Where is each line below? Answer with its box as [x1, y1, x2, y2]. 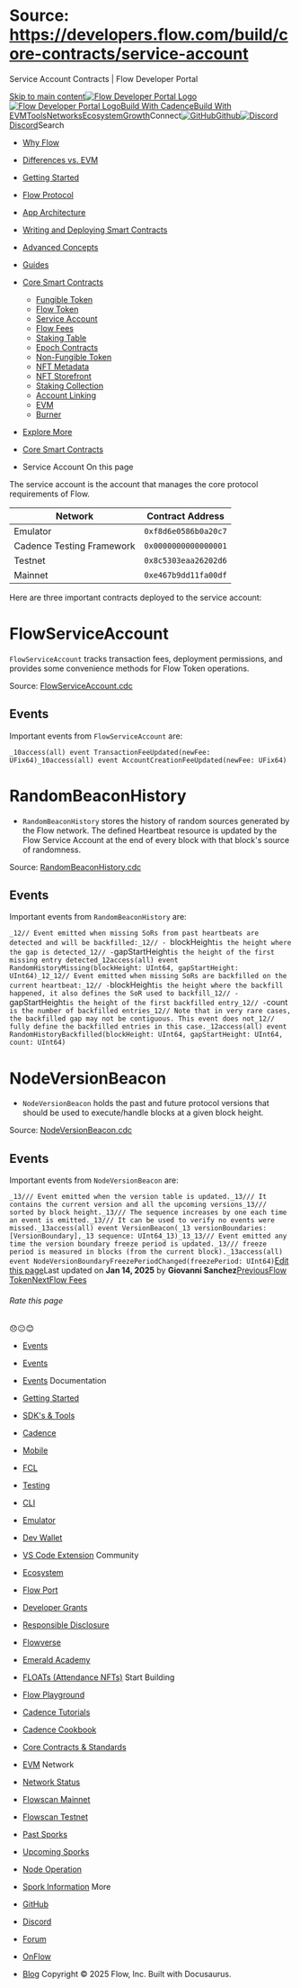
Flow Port [22, 1584, 58, 1595]
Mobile [22, 1445, 49, 1456]
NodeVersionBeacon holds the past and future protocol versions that [22, 1098, 269, 1109]
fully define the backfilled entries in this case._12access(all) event [9, 1022, 287, 1031]
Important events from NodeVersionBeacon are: [9, 1175, 180, 1185]
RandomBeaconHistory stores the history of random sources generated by [22, 815, 290, 826]
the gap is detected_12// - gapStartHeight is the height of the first [9, 947, 276, 958]
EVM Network [22, 1759, 75, 1770]
